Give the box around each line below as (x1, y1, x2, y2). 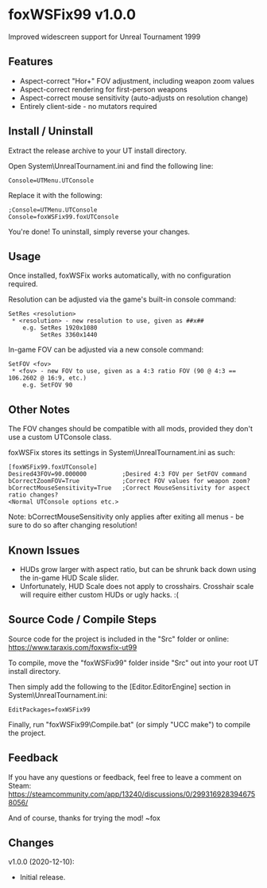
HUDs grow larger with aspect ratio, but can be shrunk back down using (19, 565, 257, 574)
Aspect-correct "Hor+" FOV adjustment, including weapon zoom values (19, 76, 255, 85)
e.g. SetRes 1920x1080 (22, 324, 98, 332)
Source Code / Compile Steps (8, 613, 157, 626)
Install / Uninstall (8, 125, 94, 138)
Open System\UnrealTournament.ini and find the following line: (8, 161, 214, 170)
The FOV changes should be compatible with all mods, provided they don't (8, 424, 253, 434)
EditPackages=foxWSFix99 (8, 706, 91, 714)
